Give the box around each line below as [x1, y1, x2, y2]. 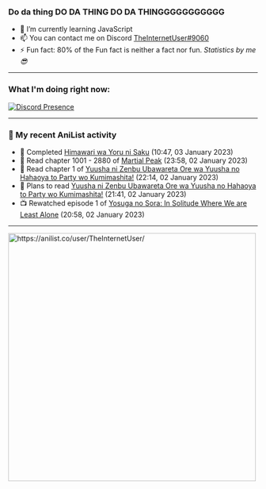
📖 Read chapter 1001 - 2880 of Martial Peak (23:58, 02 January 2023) [19, 156, 248, 165]
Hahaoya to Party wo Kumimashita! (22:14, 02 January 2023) [19, 172, 219, 182]
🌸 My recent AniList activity [8, 129, 117, 141]
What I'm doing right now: [8, 84, 111, 95]
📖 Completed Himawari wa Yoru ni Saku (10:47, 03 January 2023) [19, 147, 234, 156]
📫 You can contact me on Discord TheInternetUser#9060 [19, 33, 210, 43]
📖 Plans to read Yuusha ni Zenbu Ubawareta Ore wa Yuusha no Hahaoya [19, 181, 256, 191]
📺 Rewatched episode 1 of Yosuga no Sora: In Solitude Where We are [19, 198, 248, 208]
